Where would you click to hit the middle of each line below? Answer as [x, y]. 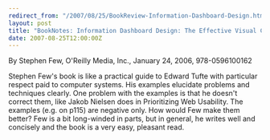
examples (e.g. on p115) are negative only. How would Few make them [124, 110]
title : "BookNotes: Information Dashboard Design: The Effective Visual [133, 30]
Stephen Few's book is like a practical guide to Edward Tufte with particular [133, 76]
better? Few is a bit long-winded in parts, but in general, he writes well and [132, 119]
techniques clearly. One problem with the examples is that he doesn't [123, 94]
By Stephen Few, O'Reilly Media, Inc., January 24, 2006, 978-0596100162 [131, 61]
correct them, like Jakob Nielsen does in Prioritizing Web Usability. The [126, 102]
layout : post [30, 23]
